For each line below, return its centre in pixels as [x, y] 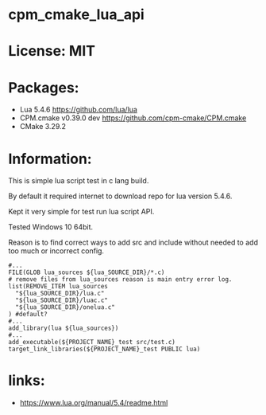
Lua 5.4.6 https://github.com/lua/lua [78, 110]
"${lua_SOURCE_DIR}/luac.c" [62, 300]
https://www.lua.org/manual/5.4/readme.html [94, 403]
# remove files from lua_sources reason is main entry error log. [120, 280]
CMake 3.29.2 [42, 127]
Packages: [44, 87]
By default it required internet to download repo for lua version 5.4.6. [120, 196]
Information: [50, 159]
